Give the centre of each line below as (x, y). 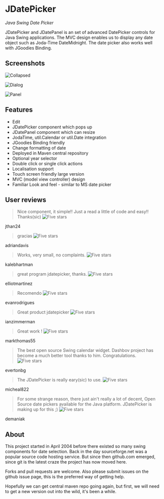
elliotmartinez (19, 283)
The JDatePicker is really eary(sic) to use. (59, 380)
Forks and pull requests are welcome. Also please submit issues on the (77, 471)
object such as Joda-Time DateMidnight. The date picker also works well (79, 42)
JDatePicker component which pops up (52, 127)
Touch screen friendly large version (48, 174)
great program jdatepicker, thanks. (52, 274)
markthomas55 (20, 341)
